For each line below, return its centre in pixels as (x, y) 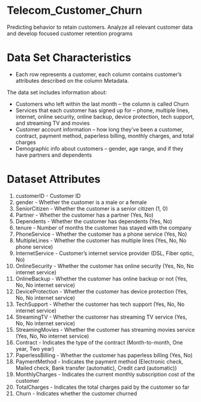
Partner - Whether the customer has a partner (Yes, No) (84, 215)
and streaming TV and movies (52, 123)
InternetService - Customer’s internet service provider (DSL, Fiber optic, (105, 253)
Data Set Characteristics (69, 58)
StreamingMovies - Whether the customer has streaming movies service (105, 329)
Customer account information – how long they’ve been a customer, (99, 129)
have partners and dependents (54, 155)
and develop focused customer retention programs (70, 33)
